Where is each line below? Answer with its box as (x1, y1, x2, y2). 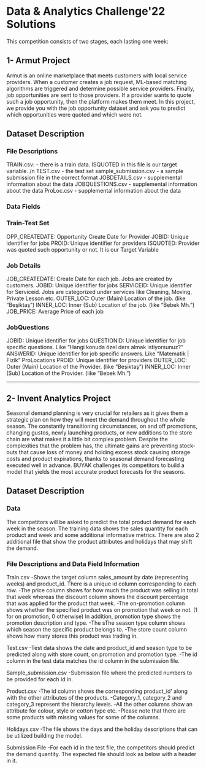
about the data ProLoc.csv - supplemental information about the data (6, 187, 181, 195)
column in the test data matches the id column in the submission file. (6, 657, 180, 665)
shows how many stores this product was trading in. (6, 632, 138, 640)
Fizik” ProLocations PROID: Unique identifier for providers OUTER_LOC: (6, 357, 187, 364)
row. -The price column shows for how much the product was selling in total (6, 587, 198, 594)
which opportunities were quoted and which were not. (6, 110, 143, 118)
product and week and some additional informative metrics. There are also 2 (6, 531, 199, 538)
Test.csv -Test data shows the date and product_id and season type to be (6, 644, 193, 652)
